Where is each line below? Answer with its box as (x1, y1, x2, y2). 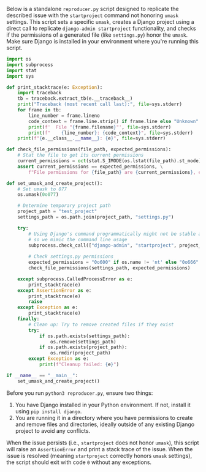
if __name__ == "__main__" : (6, 372, 78, 378)
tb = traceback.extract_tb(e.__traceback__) (17, 96, 133, 102)
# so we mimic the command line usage (28, 236, 128, 242)
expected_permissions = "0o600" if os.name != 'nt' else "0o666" (28, 260, 199, 266)
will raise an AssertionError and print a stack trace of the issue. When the (6, 445, 193, 452)
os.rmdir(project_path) (50, 350, 112, 356)
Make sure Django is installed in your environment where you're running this (6, 38, 199, 45)
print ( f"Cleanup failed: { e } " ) (39, 361, 120, 367)
